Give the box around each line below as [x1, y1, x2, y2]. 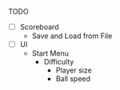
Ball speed [55, 74, 90, 84]
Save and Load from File [31, 31, 113, 41]
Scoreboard [19, 22, 59, 31]
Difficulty [43, 57, 74, 67]
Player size [55, 65, 92, 75]
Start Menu [31, 49, 70, 58]
